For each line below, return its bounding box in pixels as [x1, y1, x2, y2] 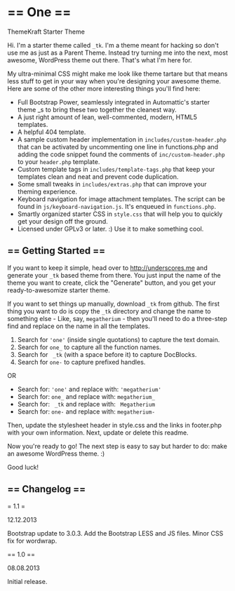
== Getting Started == [7, 245, 106, 257]
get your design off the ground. [17, 217, 109, 225]
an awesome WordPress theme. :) [7, 449, 105, 458]
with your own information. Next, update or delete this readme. [7, 428, 189, 437]
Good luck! [7, 463, 39, 471]
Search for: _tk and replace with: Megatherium [17, 400, 156, 408]
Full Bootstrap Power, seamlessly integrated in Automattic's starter [17, 97, 210, 106]
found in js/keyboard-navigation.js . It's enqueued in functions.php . [17, 202, 216, 210]
